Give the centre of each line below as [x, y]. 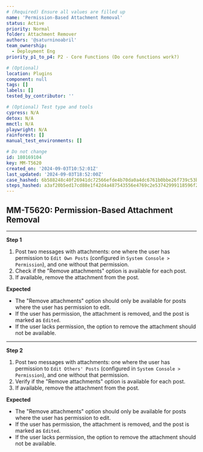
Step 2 [14, 350]
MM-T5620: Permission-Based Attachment [90, 210]
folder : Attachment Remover [42, 35]
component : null [27, 79]
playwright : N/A [27, 130]
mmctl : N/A [20, 124]
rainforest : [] [25, 135]
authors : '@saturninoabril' [42, 40]
